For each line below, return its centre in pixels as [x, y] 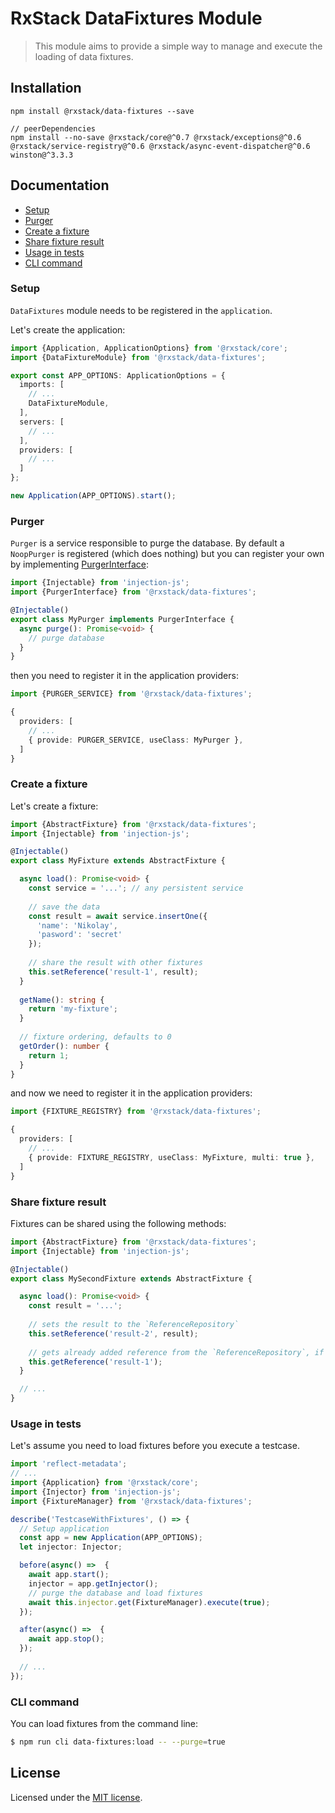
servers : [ [42, 422]
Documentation [60, 185]
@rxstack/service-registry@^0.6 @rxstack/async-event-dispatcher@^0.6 [160, 146]
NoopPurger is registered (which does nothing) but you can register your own [167, 554]
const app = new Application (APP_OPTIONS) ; [111, 1538]
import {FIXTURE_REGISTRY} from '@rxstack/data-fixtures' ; [136, 1112]
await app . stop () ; [66, 1639]
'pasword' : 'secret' [79, 935]
